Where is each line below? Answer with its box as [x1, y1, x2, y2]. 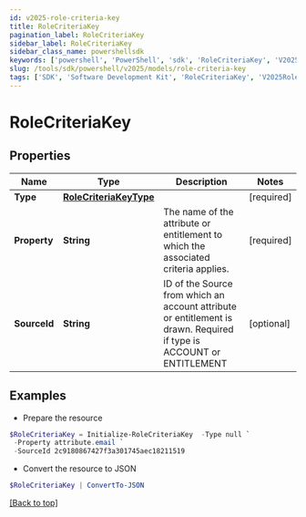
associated [163, 251, 210, 264]
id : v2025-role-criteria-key [9, 13, 120, 23]
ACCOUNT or [163, 346, 221, 358]
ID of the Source [163, 277, 234, 290]
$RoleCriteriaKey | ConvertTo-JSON [9, 481, 145, 491]
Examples [9, 388, 66, 404]
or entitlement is [163, 311, 233, 324]
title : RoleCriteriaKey [9, 22, 100, 31]
